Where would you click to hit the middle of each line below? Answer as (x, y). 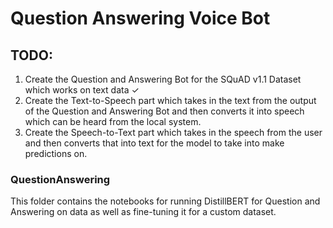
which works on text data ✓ (82, 90)
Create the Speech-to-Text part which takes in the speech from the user (173, 132)
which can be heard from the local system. (113, 121)
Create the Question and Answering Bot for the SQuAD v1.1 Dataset (163, 79)
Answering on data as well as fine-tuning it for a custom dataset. (143, 212)
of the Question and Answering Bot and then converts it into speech (164, 111)
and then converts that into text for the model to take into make (154, 143)
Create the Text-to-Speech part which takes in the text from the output (170, 100)
